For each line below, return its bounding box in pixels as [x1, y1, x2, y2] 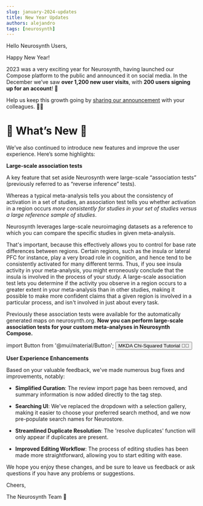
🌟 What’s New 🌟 [6, 124, 88, 138]
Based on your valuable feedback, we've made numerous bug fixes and [6, 367, 185, 374]
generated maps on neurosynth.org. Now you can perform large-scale [6, 317, 184, 324]
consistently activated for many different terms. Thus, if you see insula [6, 260, 182, 267]
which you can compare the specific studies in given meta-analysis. [6, 229, 176, 237]
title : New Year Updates [6, 14, 69, 21]
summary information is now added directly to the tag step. [14, 391, 163, 399]
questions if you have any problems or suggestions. [6, 470, 135, 477]
